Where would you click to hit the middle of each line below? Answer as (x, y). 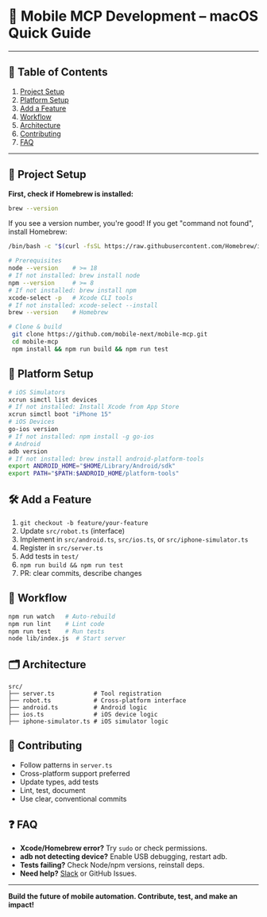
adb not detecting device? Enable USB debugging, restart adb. (124, 856)
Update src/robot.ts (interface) (72, 530)
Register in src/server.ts (61, 547)
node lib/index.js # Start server (67, 639)
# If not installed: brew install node (74, 276)
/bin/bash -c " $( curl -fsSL (55, 247)
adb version (28, 451)
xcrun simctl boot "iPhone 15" (60, 414)
